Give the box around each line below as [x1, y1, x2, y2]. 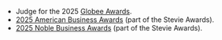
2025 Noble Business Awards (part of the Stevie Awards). [15, 24, 203, 32]
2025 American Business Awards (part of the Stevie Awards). [15, 15, 215, 24]
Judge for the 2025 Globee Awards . [15, 7, 132, 16]
